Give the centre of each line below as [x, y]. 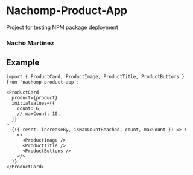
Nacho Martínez [30, 43]
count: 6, [30, 108]
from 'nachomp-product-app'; [43, 82]
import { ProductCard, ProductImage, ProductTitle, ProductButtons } [96, 76]
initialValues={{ [33, 103]
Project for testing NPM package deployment [62, 27]
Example [23, 63]
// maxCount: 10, [39, 114]
